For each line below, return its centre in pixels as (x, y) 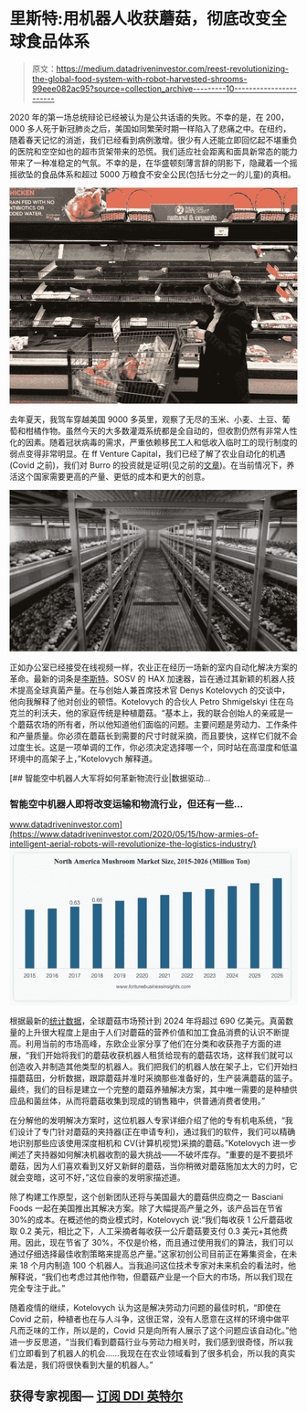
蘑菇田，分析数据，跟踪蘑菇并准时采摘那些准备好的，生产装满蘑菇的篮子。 (157, 1078)
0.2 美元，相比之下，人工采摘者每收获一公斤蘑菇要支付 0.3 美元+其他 (150, 1231)
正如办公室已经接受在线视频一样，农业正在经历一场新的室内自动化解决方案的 (153, 667)
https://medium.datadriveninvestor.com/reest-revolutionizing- (173, 69)
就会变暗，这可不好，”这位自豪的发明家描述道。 (97, 1177)
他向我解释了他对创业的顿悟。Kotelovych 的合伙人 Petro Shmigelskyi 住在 (148, 701)
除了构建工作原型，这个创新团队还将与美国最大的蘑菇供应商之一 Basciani (147, 1196)
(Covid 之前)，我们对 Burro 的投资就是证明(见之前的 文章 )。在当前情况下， (148, 465)
